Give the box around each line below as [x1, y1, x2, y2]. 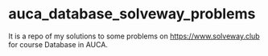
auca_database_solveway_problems [8, 5, 256, 23]
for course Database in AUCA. [8, 39, 109, 49]
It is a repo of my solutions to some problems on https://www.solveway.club [8, 31, 260, 41]
